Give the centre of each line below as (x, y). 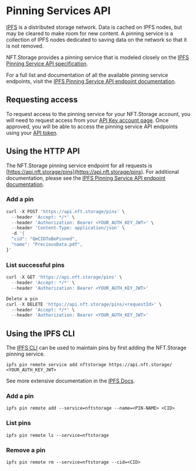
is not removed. (25, 46)
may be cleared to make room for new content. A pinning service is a (90, 33)
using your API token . (32, 132)
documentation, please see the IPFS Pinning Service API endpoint (86, 178)
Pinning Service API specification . (47, 64)
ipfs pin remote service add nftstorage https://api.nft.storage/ (89, 365)
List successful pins (35, 265)
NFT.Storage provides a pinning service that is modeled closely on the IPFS (98, 57)
